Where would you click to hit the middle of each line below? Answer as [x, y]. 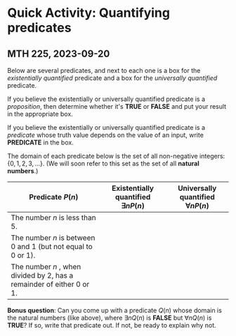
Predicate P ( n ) [54, 197]
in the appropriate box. [40, 114]
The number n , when [46, 267]
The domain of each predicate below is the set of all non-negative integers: [116, 156]
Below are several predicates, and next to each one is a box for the [104, 70]
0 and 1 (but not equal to [52, 247]
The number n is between [53, 238]
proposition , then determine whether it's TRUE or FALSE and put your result [117, 106]
